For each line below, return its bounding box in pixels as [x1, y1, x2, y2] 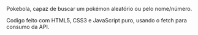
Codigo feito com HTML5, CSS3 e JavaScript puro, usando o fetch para [6, 17, 187, 24]
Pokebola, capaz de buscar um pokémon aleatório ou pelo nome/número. [6, 5, 192, 12]
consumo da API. [6, 24, 50, 30]
